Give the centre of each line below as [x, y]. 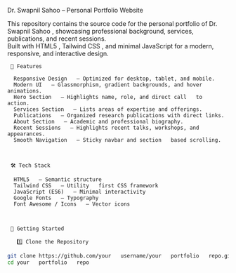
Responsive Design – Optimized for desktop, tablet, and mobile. [114, 79]
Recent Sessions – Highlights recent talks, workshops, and [106, 128]
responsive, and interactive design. [58, 53]
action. [19, 103]
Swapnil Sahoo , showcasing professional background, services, [101, 31]
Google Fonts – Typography [56, 198]
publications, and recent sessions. [57, 39]
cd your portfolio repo [48, 262]
